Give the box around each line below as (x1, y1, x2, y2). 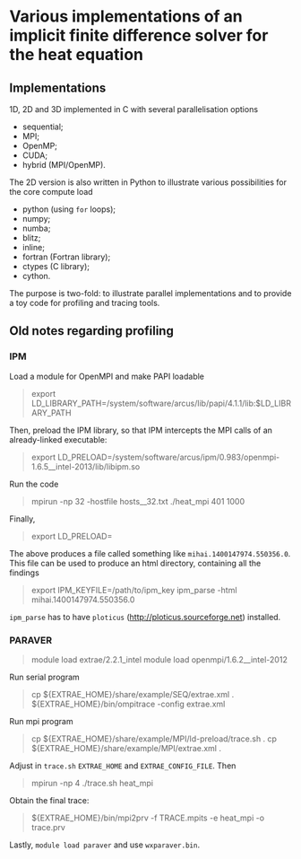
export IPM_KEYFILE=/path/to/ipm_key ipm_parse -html (30, 584, 237, 595)
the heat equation (9, 45, 144, 65)
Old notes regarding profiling (9, 323, 175, 338)
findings (9, 567, 40, 578)
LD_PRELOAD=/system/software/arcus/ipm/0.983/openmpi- (57, 451, 280, 462)
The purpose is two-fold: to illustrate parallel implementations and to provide (9, 288, 292, 298)
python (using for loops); (21, 204, 116, 215)
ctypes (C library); (21, 261, 90, 271)
